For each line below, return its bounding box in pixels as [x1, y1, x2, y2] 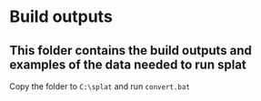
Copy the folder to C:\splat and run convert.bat [9, 81, 191, 92]
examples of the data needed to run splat [9, 56, 247, 72]
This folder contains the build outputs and [9, 43, 252, 58]
